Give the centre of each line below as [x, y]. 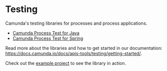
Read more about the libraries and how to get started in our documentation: [84, 48]
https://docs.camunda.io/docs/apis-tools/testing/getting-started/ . [74, 53]
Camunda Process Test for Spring [48, 38]
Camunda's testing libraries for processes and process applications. [76, 23]
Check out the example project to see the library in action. [66, 63]
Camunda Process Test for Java [46, 33]
